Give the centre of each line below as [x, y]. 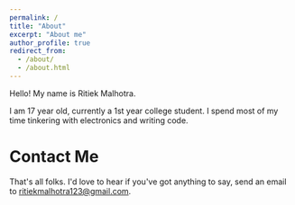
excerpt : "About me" [48, 34]
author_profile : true [50, 43]
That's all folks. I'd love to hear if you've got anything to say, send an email [148, 182]
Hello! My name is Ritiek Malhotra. [73, 93]
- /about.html [44, 68]
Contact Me [54, 157]
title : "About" [38, 26]
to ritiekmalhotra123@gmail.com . [70, 191]
